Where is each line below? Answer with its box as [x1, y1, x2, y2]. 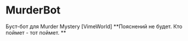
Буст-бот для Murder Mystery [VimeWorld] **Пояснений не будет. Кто [5, 23, 183, 30]
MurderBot [5, 4, 61, 17]
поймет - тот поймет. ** [5, 29, 66, 36]
